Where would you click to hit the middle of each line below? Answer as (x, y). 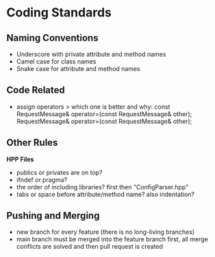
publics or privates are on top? (60, 172)
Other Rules (32, 143)
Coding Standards (59, 13)
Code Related (36, 90)
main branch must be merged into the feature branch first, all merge (112, 239)
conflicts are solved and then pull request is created (90, 247)
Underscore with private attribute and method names (91, 54)
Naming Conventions (52, 38)
